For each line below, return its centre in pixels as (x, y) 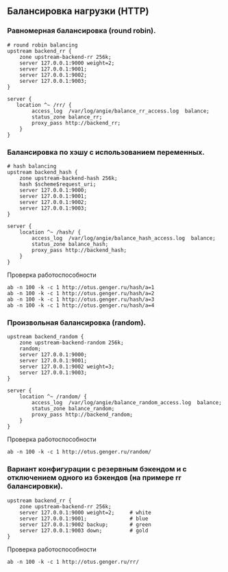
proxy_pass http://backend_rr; (76, 123)
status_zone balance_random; (73, 409)
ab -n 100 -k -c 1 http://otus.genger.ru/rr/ (73, 562)
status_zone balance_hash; (70, 244)
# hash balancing (32, 166)
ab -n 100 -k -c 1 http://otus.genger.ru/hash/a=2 (81, 293)
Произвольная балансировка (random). (76, 323)
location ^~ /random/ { (53, 397)
